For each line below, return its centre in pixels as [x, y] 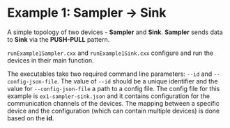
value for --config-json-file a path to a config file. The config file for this [114, 88]
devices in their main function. [51, 60]
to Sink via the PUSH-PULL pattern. [59, 39]
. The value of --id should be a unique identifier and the [137, 81]
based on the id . [31, 118]
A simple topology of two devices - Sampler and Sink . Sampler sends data [115, 32]
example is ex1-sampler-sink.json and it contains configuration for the [109, 96]
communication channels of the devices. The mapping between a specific [113, 103]
